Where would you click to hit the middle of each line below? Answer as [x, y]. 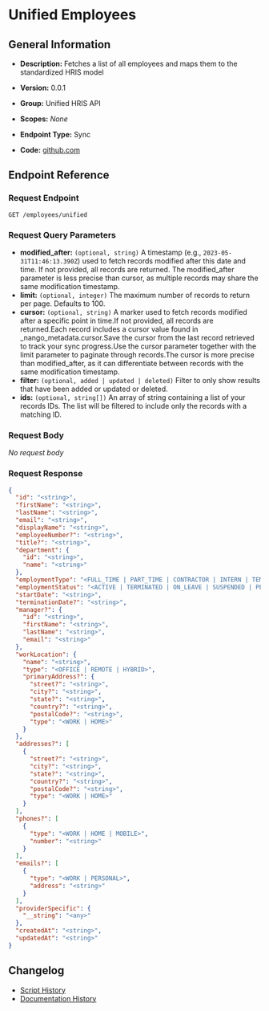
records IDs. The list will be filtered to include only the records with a [133, 406]
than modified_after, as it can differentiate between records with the [132, 363]
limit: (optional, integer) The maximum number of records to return [135, 295]
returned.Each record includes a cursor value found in [109, 329]
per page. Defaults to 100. [62, 304]
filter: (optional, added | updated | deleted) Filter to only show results [140, 380]
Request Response [46, 474]
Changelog [36, 970]
